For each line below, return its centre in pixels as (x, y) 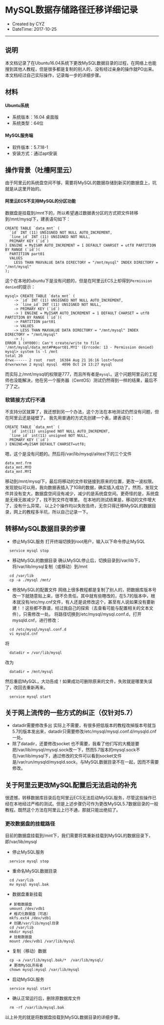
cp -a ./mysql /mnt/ (30, 580)
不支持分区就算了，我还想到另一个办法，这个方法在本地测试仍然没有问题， (80, 411)
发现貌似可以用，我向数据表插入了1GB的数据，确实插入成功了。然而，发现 (80, 487)
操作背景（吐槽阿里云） (40, 170)
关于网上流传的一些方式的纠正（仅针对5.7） (71, 713)
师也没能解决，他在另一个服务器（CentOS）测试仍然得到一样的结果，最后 (79, 380)
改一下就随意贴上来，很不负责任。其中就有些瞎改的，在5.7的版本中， (82, 596)
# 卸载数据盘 (21, 904)
